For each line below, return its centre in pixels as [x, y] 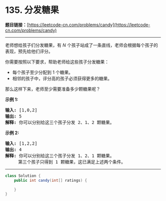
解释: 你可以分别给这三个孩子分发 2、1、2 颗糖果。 [60, 122]
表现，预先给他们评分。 [29, 51]
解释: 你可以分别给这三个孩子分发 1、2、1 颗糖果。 [60, 156]
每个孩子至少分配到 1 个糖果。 [42, 72]
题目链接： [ [17, 25]
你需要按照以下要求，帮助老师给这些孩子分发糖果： [57, 62]
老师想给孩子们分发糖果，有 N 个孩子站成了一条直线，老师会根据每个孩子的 [82, 45]
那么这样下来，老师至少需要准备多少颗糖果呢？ [53, 89]
